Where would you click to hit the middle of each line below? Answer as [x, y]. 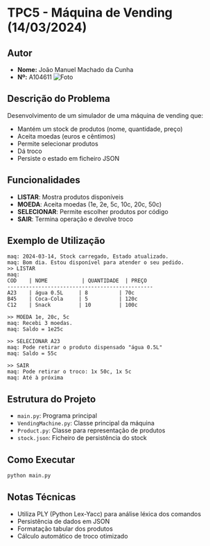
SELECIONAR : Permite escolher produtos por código [93, 211]
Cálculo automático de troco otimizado [72, 536]
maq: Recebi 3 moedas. [40, 324]
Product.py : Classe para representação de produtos [91, 430]
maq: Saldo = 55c [32, 354]
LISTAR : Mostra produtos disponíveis [70, 197]
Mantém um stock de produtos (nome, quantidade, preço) [100, 129]
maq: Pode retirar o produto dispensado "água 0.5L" [85, 348]
